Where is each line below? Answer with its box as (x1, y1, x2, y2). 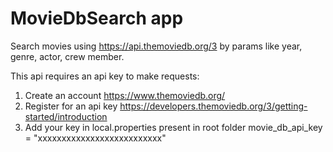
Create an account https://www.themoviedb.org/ (24, 89, 226, 101)
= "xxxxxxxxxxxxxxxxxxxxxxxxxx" (24, 132, 167, 144)
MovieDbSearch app (10, 7, 184, 30)
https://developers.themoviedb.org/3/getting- (119, 100, 308, 112)
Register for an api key (24, 100, 118, 112)
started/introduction (24, 110, 108, 122)
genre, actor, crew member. (10, 50, 125, 62)
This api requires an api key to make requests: (10, 70, 200, 82)
